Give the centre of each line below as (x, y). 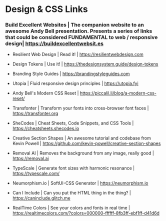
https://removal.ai (30, 158)
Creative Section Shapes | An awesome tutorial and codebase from (82, 138)
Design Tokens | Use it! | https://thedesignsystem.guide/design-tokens (85, 64)
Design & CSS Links (47, 9)
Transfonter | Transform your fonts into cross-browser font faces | (80, 108)
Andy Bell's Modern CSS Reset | (45, 93)
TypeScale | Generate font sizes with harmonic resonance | (73, 168)
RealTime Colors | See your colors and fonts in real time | (71, 208)
